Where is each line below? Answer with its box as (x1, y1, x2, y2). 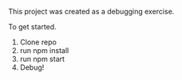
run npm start (19, 55, 65, 63)
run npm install (19, 46, 69, 55)
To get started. (8, 22, 57, 31)
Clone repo (19, 37, 57, 47)
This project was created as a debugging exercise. (8, 7, 175, 16)
